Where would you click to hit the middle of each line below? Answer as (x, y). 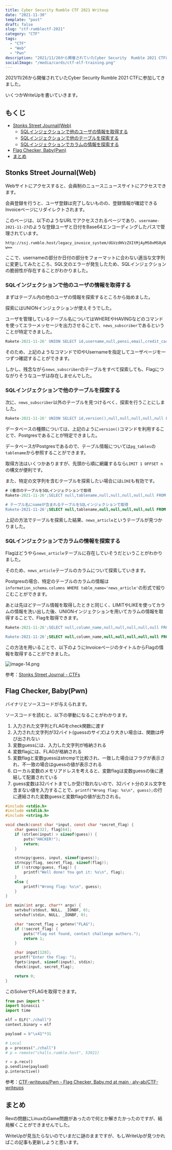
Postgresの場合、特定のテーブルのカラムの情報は (57, 581)
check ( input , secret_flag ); (44, 967)
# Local (14, 1043)
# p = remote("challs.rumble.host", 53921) (52, 1052)
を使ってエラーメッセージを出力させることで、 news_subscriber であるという (85, 325)
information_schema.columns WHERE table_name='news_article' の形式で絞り (85, 588)
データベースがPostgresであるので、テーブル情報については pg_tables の (81, 446)
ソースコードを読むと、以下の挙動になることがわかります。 (68, 715)
